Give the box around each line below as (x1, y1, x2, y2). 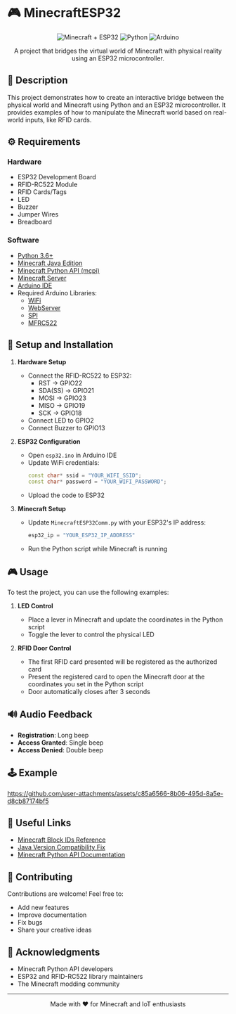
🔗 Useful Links (7, 817, 72, 829)
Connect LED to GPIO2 (27, 416, 94, 425)
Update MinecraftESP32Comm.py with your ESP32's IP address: (27, 518, 206, 527)
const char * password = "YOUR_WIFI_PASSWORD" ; (27, 478, 167, 485)
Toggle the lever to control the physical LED (27, 630, 155, 638)
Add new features (17, 904, 70, 912)
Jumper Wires (17, 210, 59, 219)
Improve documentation (17, 911, 87, 919)
